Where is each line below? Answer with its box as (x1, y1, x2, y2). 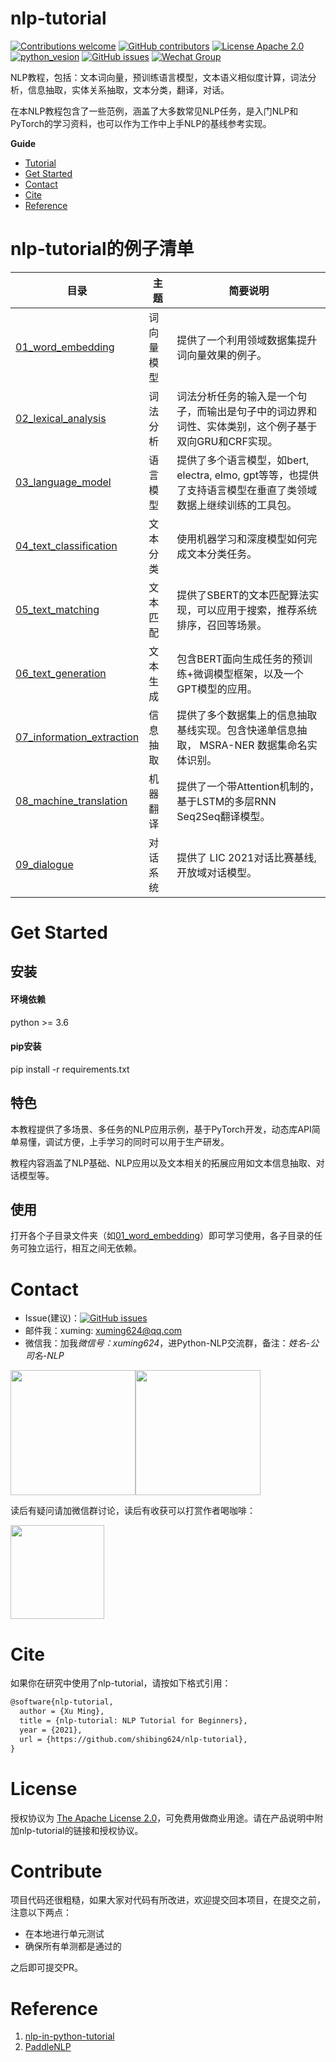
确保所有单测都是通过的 (24, 1940, 122, 1952)
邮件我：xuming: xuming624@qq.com (24, 1325, 183, 1337)
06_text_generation (15, 666, 107, 680)
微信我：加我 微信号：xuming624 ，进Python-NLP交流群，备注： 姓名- (24, 1337, 311, 1349)
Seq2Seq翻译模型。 (176, 809, 271, 823)
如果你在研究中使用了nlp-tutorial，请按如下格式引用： (10, 1677, 232, 1689)
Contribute (10, 1860, 103, 1882)
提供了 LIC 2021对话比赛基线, (176, 850, 317, 864)
